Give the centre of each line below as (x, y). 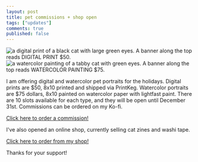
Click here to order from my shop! (48, 141)
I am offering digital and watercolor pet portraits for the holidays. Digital (94, 82)
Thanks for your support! (37, 153)
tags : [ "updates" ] (29, 23)
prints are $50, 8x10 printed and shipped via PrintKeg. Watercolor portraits (97, 88)
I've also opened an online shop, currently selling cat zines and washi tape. (98, 130)
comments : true (25, 28)
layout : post (22, 12)
